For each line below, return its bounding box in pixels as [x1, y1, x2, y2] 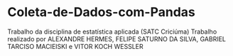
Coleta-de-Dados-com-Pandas [7, 4, 195, 20]
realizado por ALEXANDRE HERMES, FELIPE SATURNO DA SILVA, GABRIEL [7, 34, 226, 43]
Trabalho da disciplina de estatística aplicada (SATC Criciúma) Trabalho [7, 27, 217, 36]
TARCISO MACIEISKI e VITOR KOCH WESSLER [7, 42, 143, 50]
